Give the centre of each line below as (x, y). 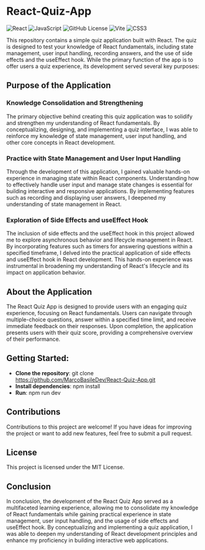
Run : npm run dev (38, 392)
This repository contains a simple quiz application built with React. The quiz (102, 40)
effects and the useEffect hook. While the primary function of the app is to (100, 59)
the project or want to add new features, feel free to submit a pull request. (99, 433)
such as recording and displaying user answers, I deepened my (86, 197)
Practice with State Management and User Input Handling (94, 158)
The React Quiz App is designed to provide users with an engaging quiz (97, 307)
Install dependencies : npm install (58, 386)
